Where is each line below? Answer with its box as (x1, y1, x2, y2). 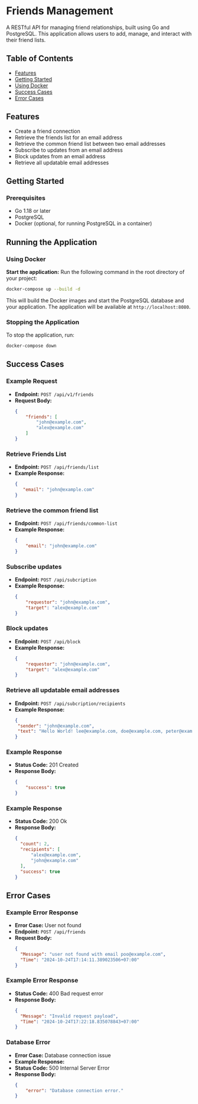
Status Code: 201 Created (14, 761, 79, 768)
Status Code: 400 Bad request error (14, 990, 103, 997)
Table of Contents (6, 53, 74, 63)
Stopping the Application (6, 318, 80, 326)
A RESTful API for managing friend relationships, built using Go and (6, 24, 170, 31)
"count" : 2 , (20, 841, 50, 847)
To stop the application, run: (6, 331, 75, 339)
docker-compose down (6, 343, 57, 349)
